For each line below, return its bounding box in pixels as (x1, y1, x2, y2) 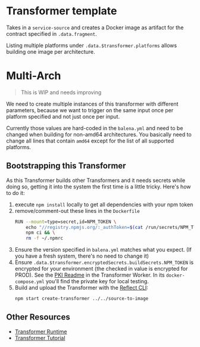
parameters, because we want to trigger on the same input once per (6, 106, 174, 114)
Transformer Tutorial (14, 334, 65, 341)
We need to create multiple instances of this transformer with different (6, 100, 179, 107)
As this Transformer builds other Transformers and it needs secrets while (6, 176, 186, 184)
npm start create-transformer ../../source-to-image (14, 296, 149, 302)
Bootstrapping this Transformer (6, 161, 126, 171)
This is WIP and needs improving (20, 88, 102, 96)
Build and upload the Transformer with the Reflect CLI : (14, 284, 149, 292)
